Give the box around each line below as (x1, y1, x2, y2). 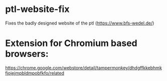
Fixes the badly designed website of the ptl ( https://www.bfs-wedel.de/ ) (5, 20, 154, 26)
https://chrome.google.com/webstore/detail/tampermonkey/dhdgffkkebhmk (5, 64, 162, 70)
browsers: (5, 48, 49, 59)
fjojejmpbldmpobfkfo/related (5, 70, 64, 76)
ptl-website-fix (5, 3, 70, 15)
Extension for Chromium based (5, 37, 137, 49)
